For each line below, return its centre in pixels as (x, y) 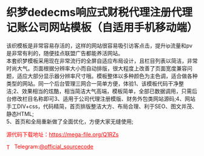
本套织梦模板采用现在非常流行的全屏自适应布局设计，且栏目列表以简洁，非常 (102, 61)
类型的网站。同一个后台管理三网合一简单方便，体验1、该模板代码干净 (93, 83)
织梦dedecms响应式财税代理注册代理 (100, 12)
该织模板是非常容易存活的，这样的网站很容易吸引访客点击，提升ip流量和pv (100, 46)
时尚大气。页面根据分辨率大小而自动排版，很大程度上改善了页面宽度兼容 (97, 68)
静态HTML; (20, 114)
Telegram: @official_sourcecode (54, 146)
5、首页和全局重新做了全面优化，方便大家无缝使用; (70, 121)
